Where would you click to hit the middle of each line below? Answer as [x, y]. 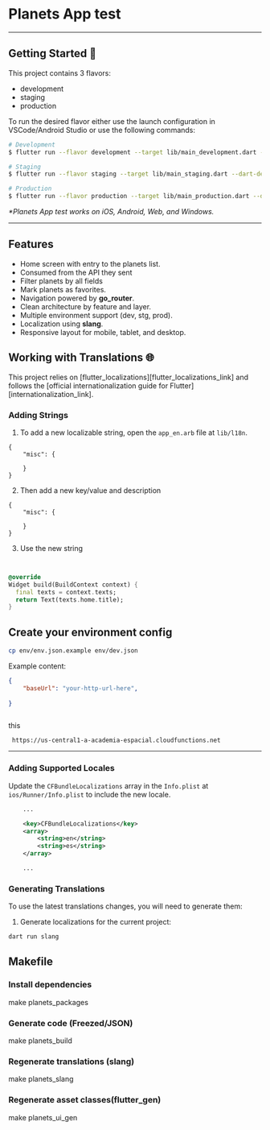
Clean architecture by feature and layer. [85, 306]
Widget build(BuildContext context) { [73, 585]
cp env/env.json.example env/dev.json [73, 651]
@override [25, 577]
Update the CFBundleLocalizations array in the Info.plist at [108, 785]
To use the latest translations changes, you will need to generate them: [125, 906]
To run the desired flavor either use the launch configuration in [112, 121]
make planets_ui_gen [43, 1117]
